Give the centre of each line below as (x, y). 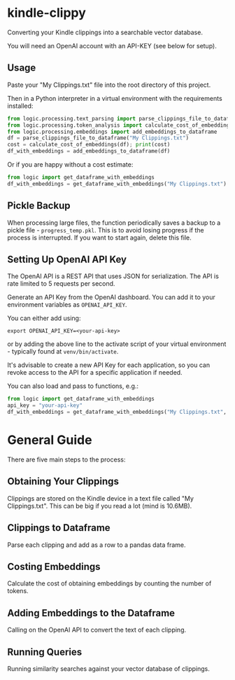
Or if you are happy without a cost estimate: (70, 165)
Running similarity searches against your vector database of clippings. (108, 669)
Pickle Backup (39, 206)
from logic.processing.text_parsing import (72, 118)
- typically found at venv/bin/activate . (63, 352)
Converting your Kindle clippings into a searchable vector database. (105, 32)
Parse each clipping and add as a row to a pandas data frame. (97, 545)
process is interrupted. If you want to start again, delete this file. (100, 237)
